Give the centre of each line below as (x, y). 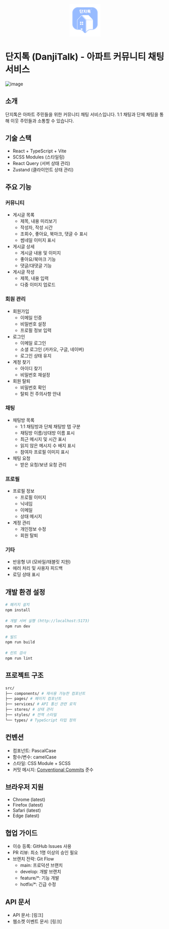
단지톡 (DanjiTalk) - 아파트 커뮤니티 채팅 (85, 57)
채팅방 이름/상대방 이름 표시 (47, 433)
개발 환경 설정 (25, 592)
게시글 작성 (24, 272)
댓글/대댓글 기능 (36, 266)
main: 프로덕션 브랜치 (41, 866)
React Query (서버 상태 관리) (41, 163)
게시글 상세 (24, 247)
